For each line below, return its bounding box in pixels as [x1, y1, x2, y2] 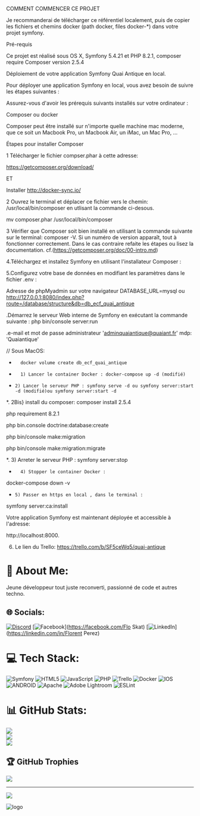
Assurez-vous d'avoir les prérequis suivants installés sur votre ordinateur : [6, 99, 189, 107]
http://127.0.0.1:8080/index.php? [6, 294, 85, 301]
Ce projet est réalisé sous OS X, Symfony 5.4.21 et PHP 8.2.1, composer [6, 52, 182, 59]
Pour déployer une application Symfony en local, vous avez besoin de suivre [6, 82, 193, 89]
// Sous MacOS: [6, 348, 45, 354]
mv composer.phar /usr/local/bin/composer [6, 216, 113, 223]
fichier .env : [6, 276, 37, 283]
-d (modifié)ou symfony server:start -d [14, 388, 117, 394]
